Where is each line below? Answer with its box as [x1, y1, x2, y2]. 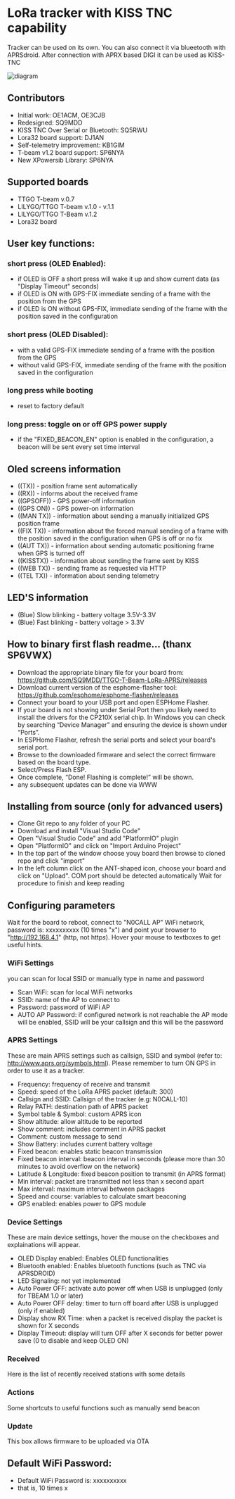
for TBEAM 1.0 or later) [17, 1291, 84, 1300]
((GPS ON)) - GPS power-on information [17, 504, 134, 512]
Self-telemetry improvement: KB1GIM [17, 141, 125, 149]
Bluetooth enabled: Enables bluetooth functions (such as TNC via [17, 1262, 206, 1270]
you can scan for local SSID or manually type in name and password [7, 974, 205, 982]
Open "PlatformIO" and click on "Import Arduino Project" [17, 842, 181, 850]
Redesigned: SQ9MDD [17, 118, 83, 127]
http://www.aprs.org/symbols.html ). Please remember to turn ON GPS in [7, 1058, 216, 1067]
